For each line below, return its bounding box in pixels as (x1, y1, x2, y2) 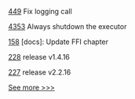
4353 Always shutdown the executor (8, 22, 127, 31)
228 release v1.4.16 (8, 53, 71, 61)
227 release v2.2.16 (8, 68, 71, 77)
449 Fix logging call (8, 7, 72, 16)
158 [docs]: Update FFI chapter (8, 37, 108, 46)
